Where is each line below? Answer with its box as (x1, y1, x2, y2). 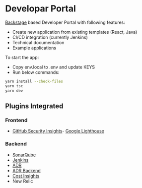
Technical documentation (12, 39, 65, 45)
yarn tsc (5, 83, 23, 88)
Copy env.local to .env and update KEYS (12, 64, 95, 70)
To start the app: (5, 54, 39, 60)
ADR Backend (12, 167, 41, 174)
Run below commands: (12, 69, 60, 75)
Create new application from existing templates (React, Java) (12, 29, 138, 35)
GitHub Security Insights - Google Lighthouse (12, 128, 104, 134)
